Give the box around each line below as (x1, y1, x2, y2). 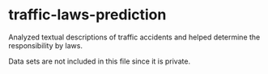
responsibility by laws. (8, 40, 83, 50)
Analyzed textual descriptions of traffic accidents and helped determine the (8, 32, 261, 42)
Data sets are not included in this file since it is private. (8, 56, 191, 66)
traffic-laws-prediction (8, 6, 167, 24)
